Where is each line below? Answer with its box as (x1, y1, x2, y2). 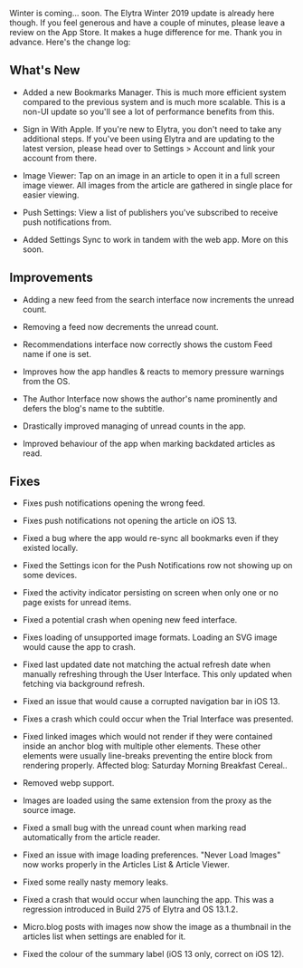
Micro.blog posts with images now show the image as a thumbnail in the (22, 922, 292, 933)
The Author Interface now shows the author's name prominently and (22, 393, 278, 404)
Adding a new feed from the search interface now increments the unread (22, 294, 295, 305)
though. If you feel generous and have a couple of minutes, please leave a (9, 17, 286, 28)
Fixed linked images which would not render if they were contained (22, 731, 273, 742)
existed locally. (22, 543, 79, 554)
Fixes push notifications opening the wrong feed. (22, 498, 205, 508)
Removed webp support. (22, 778, 115, 789)
